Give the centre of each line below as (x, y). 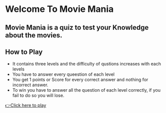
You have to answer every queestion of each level (63, 74)
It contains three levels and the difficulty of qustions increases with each (87, 64)
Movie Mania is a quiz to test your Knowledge (77, 28)
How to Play (24, 52)
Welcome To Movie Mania (59, 9)
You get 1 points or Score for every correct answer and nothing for (80, 80)
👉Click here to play (26, 106)
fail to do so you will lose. (38, 96)
